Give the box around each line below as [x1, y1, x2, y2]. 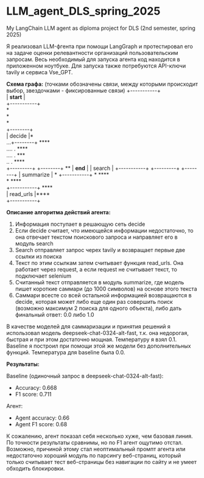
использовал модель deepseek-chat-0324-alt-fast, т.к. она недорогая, [6, 329, 189, 336]
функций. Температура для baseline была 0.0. [6, 348, 125, 356]
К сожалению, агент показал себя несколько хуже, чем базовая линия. [6, 432, 193, 440]
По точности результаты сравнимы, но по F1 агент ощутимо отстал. [6, 438, 183, 446]
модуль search [15, 239, 54, 247]
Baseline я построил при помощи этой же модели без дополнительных [6, 342, 191, 350]
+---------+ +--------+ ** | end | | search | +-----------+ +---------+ [6, 164, 180, 172]
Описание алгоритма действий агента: [6, 208, 111, 216]
